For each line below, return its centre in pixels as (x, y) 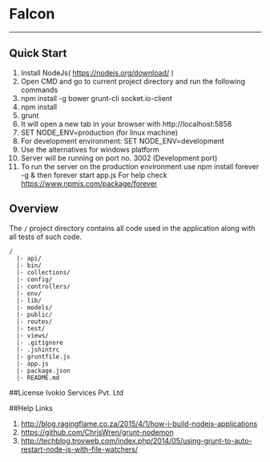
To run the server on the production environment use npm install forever (140, 166)
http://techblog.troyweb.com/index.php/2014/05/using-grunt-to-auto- (136, 440)
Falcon (32, 14)
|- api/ (29, 258)
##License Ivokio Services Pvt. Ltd (66, 392)
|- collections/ (43, 272)
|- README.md (38, 378)
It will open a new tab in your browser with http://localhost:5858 (126, 124)
